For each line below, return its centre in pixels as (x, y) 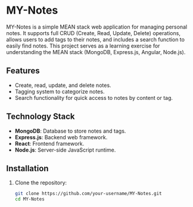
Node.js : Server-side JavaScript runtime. (65, 150)
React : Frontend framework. (49, 143)
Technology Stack (41, 117)
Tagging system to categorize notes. (60, 91)
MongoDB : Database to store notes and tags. (70, 131)
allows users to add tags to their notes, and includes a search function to (95, 39)
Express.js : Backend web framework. (61, 137)
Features (23, 71)
